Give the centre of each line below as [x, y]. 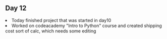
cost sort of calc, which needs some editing [51, 31]
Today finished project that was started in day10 [62, 20]
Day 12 [16, 8]
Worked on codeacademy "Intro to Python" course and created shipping [87, 25]
